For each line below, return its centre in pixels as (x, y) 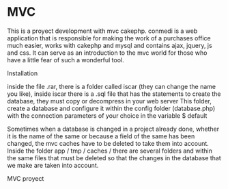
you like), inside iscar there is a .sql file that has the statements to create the (114, 94)
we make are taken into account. (53, 165)
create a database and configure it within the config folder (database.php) (111, 108)
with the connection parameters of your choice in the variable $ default (107, 115)
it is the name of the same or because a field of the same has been (101, 136)
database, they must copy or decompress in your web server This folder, (109, 101)
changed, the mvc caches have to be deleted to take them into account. (108, 143)
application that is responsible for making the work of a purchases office (109, 38)
